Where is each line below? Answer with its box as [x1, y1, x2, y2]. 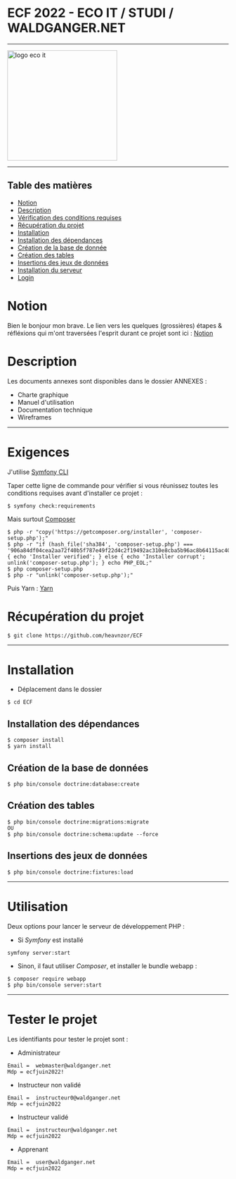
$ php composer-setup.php [7, 566, 83, 573]
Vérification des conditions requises [17, 213, 122, 221]
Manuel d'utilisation [17, 398, 75, 406]
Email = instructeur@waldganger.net [7, 1126, 118, 1133]
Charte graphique [17, 390, 69, 399]
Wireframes [17, 413, 52, 421]
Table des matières [7, 180, 93, 192]
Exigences [7, 444, 70, 460]
